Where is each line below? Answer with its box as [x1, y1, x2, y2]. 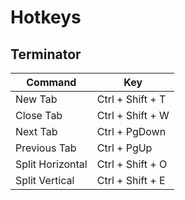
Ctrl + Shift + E [96, 174, 166, 187]
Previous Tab [15, 141, 77, 155]
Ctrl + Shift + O [96, 157, 168, 171]
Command [26, 76, 77, 89]
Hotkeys [10, 6, 82, 29]
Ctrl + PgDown [96, 125, 167, 138]
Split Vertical [15, 174, 75, 187]
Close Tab [15, 109, 63, 122]
